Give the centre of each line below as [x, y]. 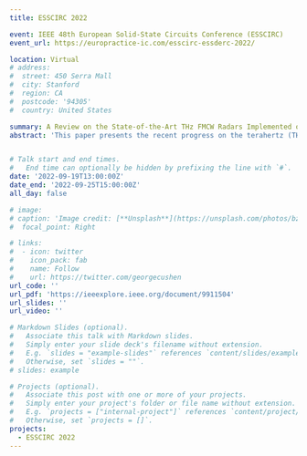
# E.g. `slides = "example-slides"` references [106, 353]
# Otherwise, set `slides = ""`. [77, 361]
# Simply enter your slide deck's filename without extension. [136, 345]
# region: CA [37, 93]
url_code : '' [34, 285]
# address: [30, 68]
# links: [26, 244]
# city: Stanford [44, 85]
